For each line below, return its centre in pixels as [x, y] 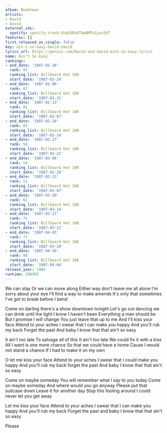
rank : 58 [19, 144]
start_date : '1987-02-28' [37, 172]
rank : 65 [19, 126]
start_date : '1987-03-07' [37, 191]
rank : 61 [19, 200]
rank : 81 [19, 107]
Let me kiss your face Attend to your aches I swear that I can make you [78, 406]
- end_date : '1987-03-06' [32, 158]
